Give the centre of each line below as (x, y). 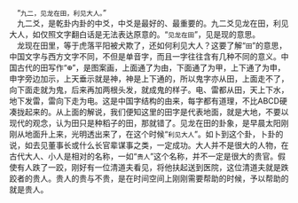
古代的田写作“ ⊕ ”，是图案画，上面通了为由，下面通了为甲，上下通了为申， (151, 68)
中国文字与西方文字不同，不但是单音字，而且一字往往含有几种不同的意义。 (145, 56)
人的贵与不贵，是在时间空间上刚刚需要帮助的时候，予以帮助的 (176, 178)
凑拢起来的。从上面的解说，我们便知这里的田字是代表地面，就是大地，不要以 (149, 112)
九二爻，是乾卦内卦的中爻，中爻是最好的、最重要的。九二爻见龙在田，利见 (153, 23)
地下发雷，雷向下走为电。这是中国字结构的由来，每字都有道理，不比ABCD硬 (149, 101)
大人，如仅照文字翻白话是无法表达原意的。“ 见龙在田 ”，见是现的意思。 (134, 34)
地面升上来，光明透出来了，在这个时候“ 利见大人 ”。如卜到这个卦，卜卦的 (154, 134)
